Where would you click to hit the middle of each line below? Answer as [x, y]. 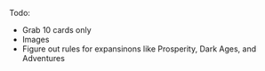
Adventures [43, 58]
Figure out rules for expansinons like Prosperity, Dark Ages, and [139, 49]
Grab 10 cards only [56, 30]
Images [36, 39]
